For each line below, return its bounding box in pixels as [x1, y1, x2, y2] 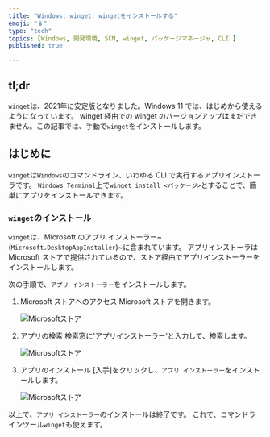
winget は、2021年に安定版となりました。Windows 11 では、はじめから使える [8, 101, 263, 110]
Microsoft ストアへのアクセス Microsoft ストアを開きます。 [19, 297, 216, 306]
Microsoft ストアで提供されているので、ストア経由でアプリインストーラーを [8, 252, 260, 262]
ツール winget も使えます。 [22, 420, 107, 430]
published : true [8, 42, 63, 50]
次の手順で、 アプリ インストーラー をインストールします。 [8, 280, 191, 289]
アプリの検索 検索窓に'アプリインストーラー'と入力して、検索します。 [19, 331, 251, 341]
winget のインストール [8, 212, 92, 223]
